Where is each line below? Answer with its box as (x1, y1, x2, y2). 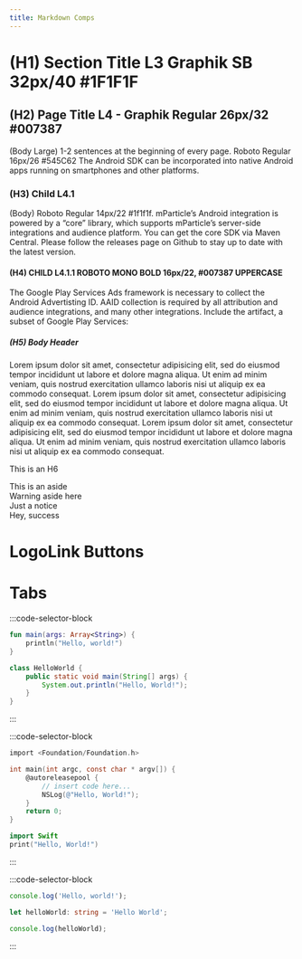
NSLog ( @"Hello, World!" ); (42, 790, 140, 799)
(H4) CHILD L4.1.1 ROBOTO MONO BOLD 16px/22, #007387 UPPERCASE (9, 267, 283, 278)
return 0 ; (25, 807, 63, 816)
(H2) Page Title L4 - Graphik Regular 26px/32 (9, 108, 269, 123)
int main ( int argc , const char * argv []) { (9, 765, 176, 774)
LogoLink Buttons (9, 542, 145, 562)
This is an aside (9, 481, 68, 492)
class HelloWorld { (9, 663, 83, 672)
